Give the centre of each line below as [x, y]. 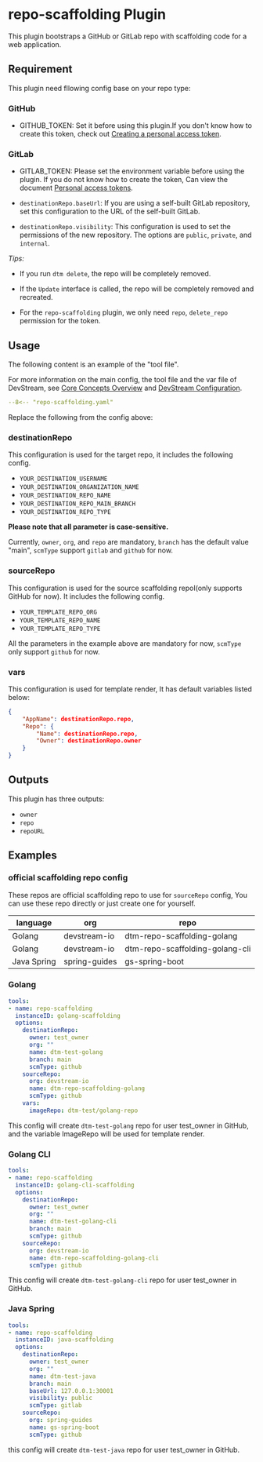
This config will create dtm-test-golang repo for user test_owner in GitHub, [128, 1125]
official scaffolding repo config [68, 878]
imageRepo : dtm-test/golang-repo [83, 1110]
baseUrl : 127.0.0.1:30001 [71, 1391]
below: [19, 697]
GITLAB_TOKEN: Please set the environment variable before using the [132, 171]
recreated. [36, 297]
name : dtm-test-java [62, 1376]
